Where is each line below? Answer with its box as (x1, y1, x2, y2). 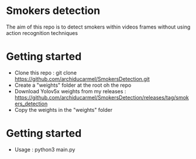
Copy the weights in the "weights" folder (14, 106, 113, 113)
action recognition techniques (6, 29, 78, 36)
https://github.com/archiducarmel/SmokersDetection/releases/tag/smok (14, 94, 189, 101)
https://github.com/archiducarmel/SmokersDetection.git (14, 75, 150, 82)
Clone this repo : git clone (14, 69, 77, 76)
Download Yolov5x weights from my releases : (14, 87, 126, 94)
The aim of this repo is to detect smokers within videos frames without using (6, 23, 191, 30)
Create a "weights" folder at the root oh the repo (14, 82, 132, 89)
